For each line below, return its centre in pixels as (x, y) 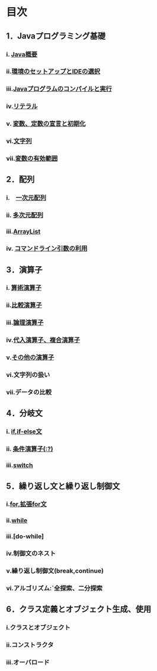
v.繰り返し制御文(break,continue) (55, 571)
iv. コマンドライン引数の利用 (47, 248)
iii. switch (20, 465)
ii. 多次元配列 (25, 215)
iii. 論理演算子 (25, 322)
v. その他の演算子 (30, 357)
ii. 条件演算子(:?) (30, 449)
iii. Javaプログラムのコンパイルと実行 (59, 89)
